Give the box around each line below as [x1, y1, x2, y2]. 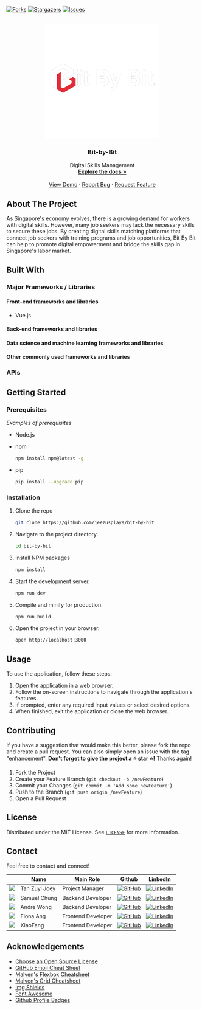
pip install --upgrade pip [15, 479, 84, 485]
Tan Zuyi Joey [20, 885, 56, 892]
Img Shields [15, 983, 45, 991]
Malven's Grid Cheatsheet [15, 977, 81, 984]
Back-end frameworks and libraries [6, 325, 98, 333]
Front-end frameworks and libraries [6, 298, 99, 305]
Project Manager [62, 885, 105, 892]
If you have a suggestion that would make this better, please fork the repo [6, 741, 191, 749]
